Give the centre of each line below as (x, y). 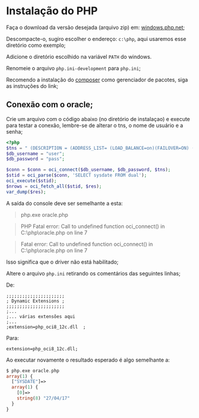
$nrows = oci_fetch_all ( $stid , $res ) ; (54, 186)
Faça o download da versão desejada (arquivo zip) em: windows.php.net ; (96, 27)
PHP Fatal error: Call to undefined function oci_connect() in (93, 226)
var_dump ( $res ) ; (26, 192)
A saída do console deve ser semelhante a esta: (65, 203)
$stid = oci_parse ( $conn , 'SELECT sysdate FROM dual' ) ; (76, 175)
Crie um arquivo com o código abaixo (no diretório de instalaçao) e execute (98, 119)
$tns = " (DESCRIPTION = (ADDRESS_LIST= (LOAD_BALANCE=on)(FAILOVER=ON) (98, 148)
